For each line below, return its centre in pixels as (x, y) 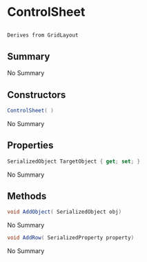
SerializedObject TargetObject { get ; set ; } (73, 161)
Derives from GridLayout (43, 35)
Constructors (37, 95)
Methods (27, 196)
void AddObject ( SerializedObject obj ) (65, 212)
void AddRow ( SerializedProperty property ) (71, 238)
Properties (30, 145)
